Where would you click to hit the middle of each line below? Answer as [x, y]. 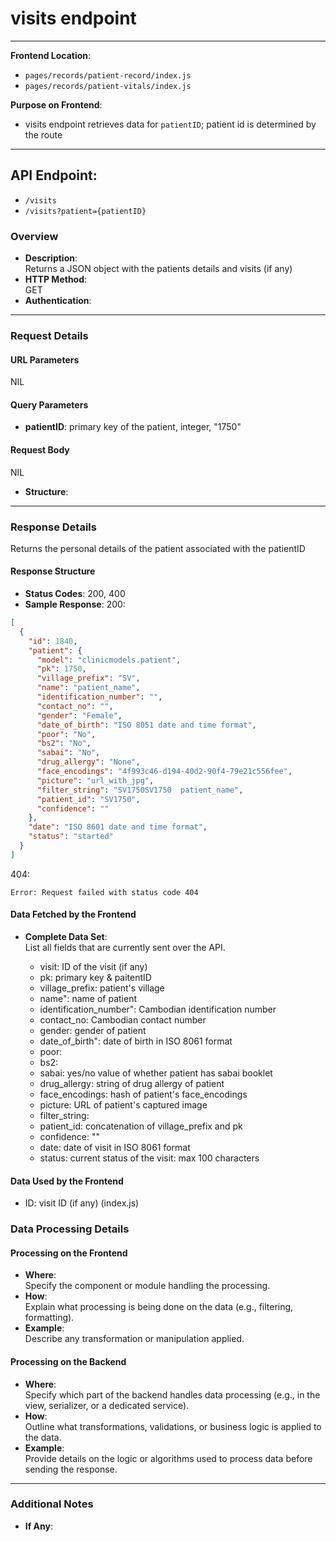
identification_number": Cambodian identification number [158, 1009]
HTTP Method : [56, 279]
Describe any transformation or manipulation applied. [134, 1339]
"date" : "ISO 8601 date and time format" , [118, 827]
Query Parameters [49, 404]
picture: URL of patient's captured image [123, 1105]
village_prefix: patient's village [102, 988]
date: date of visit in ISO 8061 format [115, 1148]
